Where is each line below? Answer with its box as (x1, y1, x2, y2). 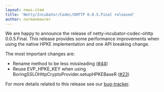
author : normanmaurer (5, 17, 51, 22)
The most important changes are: (5, 51, 75, 57)
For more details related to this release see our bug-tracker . (5, 81, 130, 87)
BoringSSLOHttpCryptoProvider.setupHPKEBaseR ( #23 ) (12, 71, 130, 77)
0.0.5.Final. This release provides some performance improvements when (5, 36, 159, 42)
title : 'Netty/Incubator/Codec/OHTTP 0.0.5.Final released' (5, 12, 136, 17)
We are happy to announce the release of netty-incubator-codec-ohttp (5, 31, 154, 37)
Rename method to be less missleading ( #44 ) (12, 61, 108, 67)
